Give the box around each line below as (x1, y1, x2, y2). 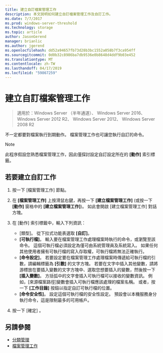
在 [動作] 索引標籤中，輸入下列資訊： (12, 220, 86, 225)
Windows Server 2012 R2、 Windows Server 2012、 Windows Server (16, 116, 155, 122)
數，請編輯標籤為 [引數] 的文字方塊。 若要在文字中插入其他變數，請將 (19, 260, 158, 266)
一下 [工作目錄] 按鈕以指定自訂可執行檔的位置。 (19, 285, 115, 291)
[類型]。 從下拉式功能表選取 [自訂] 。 (19, 230, 92, 236)
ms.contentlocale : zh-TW (5, 61, 55, 66)
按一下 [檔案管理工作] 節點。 (12, 187, 69, 193)
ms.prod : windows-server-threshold (5, 20, 77, 26)
